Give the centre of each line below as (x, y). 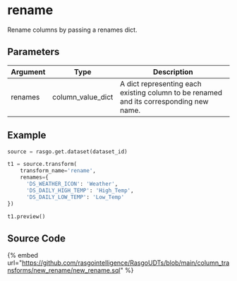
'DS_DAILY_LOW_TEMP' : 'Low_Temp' (75, 197)
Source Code (36, 238)
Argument (28, 71)
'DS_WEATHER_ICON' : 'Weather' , (72, 184)
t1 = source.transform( (42, 165)
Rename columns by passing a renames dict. (72, 30)
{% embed (23, 256)
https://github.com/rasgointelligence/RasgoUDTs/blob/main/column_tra (126, 263)
